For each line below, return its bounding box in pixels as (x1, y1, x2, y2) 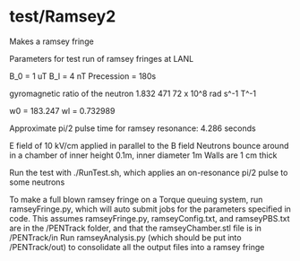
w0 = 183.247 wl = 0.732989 (9, 105, 116, 116)
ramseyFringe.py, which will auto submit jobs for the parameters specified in (9, 204, 291, 214)
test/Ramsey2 (9, 6, 116, 27)
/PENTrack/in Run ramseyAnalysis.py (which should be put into (9, 231, 242, 243)
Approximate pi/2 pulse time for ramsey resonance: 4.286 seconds (9, 123, 257, 134)
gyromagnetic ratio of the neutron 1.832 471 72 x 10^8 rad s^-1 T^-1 (9, 88, 257, 99)
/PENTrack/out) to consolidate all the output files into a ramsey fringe (9, 241, 265, 252)
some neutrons (9, 177, 65, 187)
